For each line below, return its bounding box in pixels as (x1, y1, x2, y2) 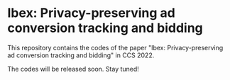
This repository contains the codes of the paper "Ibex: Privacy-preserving (7, 43, 224, 52)
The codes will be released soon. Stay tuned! (7, 64, 140, 73)
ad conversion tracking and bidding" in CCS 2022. (7, 51, 155, 59)
